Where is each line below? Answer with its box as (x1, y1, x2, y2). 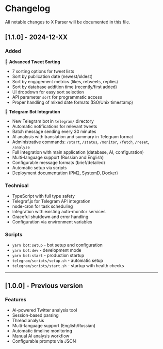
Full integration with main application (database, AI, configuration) (12, 149, 144, 155)
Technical (5, 182, 29, 189)
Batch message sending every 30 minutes (12, 129, 97, 134)
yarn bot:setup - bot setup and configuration (12, 242, 103, 248)
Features (5, 296, 27, 303)
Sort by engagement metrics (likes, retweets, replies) (12, 78, 118, 84)
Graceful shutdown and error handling (12, 214, 89, 220)
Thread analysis (12, 317, 45, 323)
